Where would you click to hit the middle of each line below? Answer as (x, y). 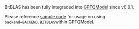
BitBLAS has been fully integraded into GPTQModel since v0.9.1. (69, 7)
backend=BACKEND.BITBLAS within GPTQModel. (49, 22)
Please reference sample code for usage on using (55, 16)
